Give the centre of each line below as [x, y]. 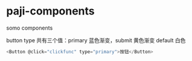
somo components [30, 28]
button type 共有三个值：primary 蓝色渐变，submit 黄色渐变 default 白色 [96, 40]
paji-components [50, 11]
